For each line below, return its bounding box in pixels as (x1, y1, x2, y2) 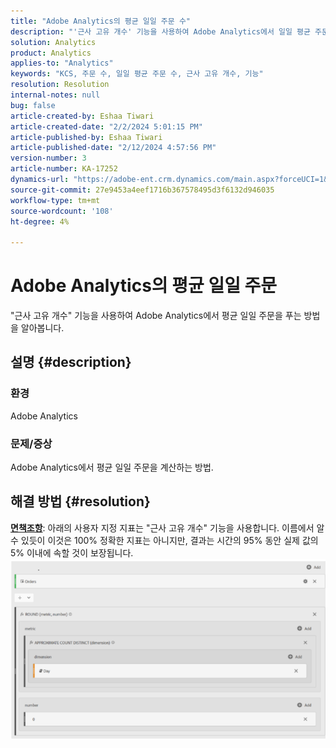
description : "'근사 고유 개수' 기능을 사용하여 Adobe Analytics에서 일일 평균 (10, 26, 311, 37)
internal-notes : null (10, 90, 101, 100)
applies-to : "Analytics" (10, 58, 114, 69)
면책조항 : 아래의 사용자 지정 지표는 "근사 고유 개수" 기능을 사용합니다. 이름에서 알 (10, 521, 325, 534)
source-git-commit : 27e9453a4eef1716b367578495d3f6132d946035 (10, 185, 275, 195)
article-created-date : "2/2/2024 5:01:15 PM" (10, 121, 203, 132)
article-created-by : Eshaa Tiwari (10, 111, 155, 121)
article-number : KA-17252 (10, 164, 118, 174)
